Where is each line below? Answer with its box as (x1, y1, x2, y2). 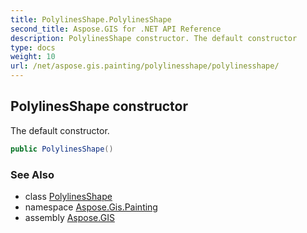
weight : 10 (10, 52, 56, 62)
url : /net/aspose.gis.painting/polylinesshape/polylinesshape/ (10, 61, 280, 71)
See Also (10, 167, 55, 181)
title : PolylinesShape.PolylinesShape (10, 14, 172, 25)
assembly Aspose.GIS (24, 211, 115, 223)
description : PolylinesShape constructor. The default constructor (10, 33, 298, 43)
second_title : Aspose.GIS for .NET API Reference (10, 24, 222, 34)
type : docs (10, 42, 56, 53)
